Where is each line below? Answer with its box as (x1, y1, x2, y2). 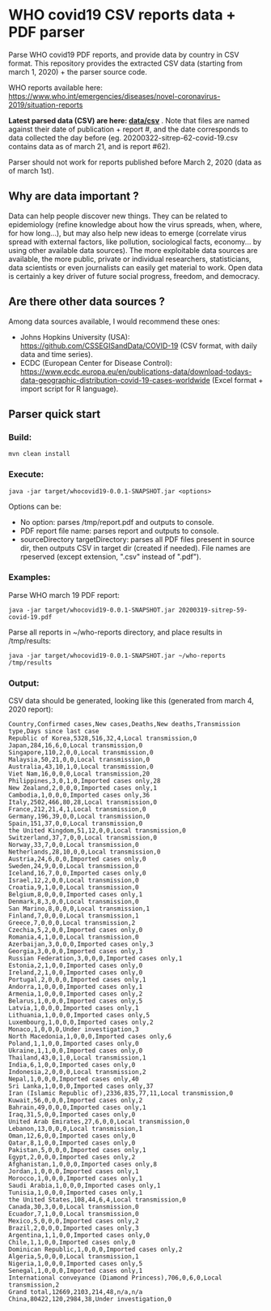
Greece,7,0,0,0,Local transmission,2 (8, 919, 136, 927)
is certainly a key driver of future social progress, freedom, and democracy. (8, 271, 260, 281)
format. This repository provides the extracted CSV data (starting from (8, 58, 243, 68)
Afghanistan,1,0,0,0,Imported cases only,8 (8, 1160, 158, 1169)
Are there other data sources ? (8, 294, 166, 309)
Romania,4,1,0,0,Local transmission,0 (8, 933, 139, 942)
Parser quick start (8, 407, 101, 421)
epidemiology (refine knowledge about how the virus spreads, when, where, (8, 219, 263, 229)
